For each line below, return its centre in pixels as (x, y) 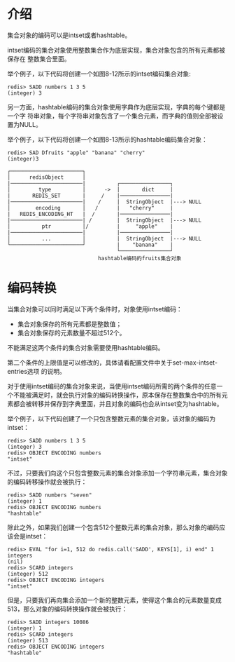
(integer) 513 (28, 640)
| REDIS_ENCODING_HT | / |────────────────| (90, 214)
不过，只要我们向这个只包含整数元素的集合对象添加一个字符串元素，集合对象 (117, 473)
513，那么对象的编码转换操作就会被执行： (67, 609)
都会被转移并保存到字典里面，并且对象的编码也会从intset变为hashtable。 (118, 403)
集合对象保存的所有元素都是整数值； (70, 324)
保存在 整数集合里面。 (39, 59)
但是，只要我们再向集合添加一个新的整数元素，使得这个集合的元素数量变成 (114, 600)
